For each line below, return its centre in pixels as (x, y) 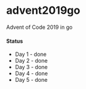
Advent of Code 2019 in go (39, 27)
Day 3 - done (31, 67)
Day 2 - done (31, 61)
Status (15, 41)
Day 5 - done (31, 80)
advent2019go (43, 11)
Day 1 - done (31, 54)
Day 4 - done (31, 73)
